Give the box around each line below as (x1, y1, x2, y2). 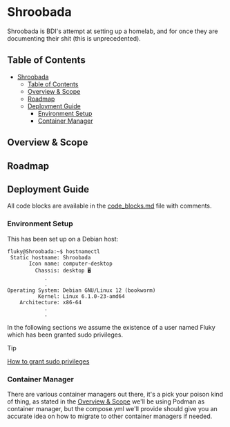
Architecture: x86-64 (19, 299, 82, 306)
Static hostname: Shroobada (10, 254, 91, 261)
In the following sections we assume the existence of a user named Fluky (7, 323, 215, 331)
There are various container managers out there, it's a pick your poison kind (7, 390, 223, 398)
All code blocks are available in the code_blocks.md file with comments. (7, 201, 212, 210)
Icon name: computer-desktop (28, 260, 113, 267)
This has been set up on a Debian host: (7, 235, 119, 243)
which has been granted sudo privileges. (7, 330, 123, 339)
